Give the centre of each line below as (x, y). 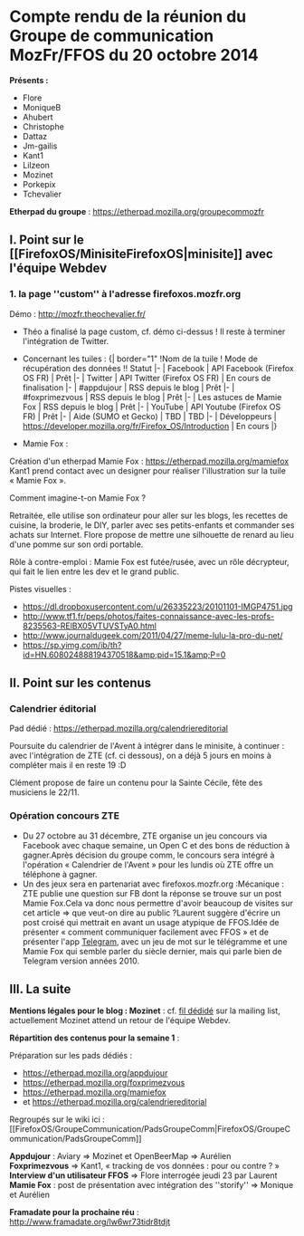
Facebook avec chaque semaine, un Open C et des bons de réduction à (156, 845)
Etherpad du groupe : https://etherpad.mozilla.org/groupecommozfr (137, 211)
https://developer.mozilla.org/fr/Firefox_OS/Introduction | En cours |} (150, 426)
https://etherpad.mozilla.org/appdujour (95, 1073)
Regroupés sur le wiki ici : (57, 1119)
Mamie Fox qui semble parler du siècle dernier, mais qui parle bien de (152, 951)
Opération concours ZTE (65, 816)
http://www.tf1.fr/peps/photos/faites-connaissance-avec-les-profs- (148, 616)
